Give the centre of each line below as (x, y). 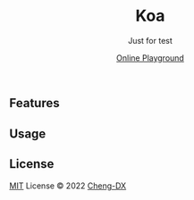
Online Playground (150, 58)
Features (34, 103)
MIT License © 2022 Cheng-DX (68, 186)
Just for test (150, 40)
